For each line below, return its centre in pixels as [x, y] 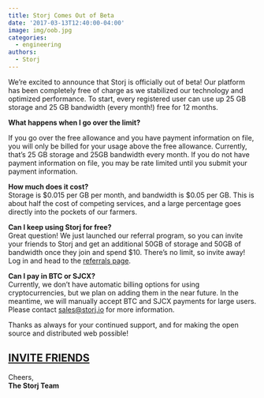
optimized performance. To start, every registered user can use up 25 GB [127, 99]
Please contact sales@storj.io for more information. [91, 310]
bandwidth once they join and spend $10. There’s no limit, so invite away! [127, 252]
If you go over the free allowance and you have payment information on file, [131, 137]
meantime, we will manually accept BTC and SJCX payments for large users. [132, 301]
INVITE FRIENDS [49, 358]
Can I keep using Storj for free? [60, 227]
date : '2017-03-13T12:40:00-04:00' [67, 23]
